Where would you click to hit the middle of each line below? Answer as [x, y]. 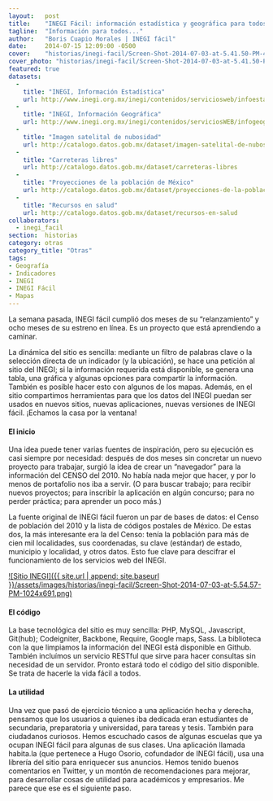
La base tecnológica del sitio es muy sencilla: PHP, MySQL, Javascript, [127, 630]
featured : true [34, 69]
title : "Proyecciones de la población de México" [109, 183]
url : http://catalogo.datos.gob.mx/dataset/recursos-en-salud [130, 212]
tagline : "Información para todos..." [76, 31]
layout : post [34, 16]
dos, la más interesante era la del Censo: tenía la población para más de [129, 535]
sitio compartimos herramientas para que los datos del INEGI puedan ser [130, 395]
